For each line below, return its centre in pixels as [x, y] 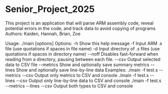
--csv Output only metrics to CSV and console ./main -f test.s [85, 75]
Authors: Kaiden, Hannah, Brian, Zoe [43, 33]
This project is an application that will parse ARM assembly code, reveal [79, 23]
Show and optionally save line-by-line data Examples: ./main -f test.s [87, 70]
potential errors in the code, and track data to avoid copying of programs [80, 28]
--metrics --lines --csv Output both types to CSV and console [69, 85]
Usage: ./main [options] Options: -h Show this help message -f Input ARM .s [84, 43]
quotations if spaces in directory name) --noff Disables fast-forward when [82, 54]
